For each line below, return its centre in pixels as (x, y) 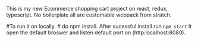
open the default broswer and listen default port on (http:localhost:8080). (96, 33)
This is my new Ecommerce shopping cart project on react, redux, (87, 9)
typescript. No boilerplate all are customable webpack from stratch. (89, 15)
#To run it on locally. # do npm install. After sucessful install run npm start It (99, 26)
